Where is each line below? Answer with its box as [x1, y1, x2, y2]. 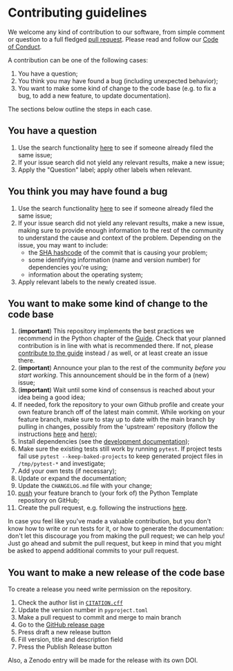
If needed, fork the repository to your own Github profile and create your [17, 401, 225, 409]
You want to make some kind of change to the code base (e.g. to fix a [17, 84, 216, 92]
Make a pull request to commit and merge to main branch [17, 613, 182, 622]
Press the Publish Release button [17, 643, 113, 651]
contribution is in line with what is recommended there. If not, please [17, 342, 214, 350]
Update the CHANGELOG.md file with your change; [17, 482, 153, 490]
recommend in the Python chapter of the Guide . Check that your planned [17, 334, 226, 342]
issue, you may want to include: [17, 241, 109, 249]
